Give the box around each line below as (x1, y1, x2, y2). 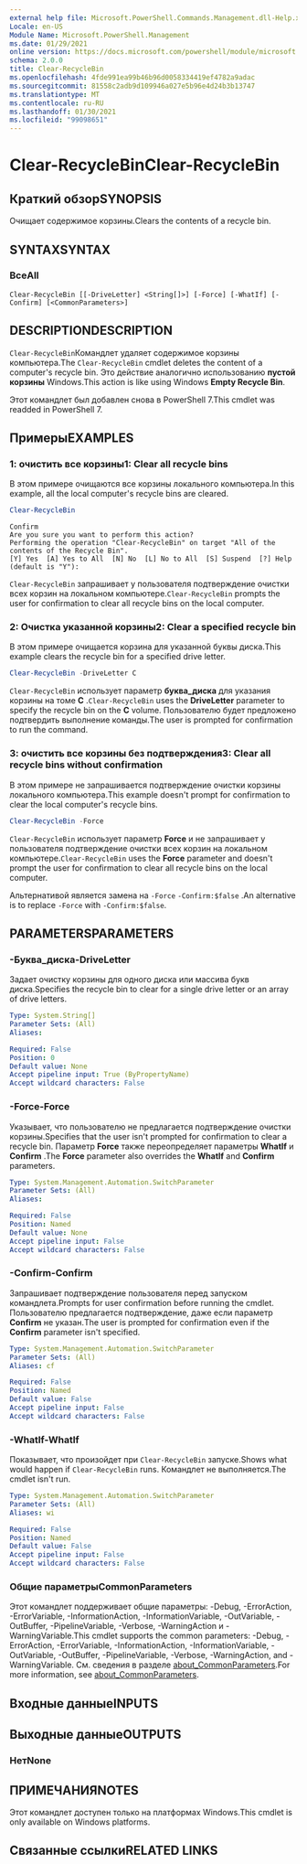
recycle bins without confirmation (9, 758, 163, 771)
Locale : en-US (9, 22, 64, 31)
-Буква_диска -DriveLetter (9, 953, 131, 966)
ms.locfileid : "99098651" (9, 115, 108, 124)
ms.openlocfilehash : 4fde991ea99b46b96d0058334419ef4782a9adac (9, 73, 256, 82)
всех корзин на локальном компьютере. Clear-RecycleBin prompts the (9, 588, 281, 599)
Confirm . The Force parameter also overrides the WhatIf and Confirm (9, 1150, 275, 1162)
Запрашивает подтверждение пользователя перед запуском (9, 1287, 249, 1299)
